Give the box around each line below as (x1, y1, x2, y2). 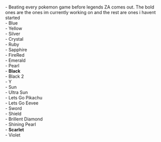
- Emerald (5, 57, 26, 63)
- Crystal (5, 36, 24, 42)
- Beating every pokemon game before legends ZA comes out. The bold (5, 4, 154, 10)
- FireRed (5, 52, 25, 58)
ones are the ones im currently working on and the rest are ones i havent (5, 9, 156, 15)
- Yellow (5, 25, 23, 31)
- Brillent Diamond (5, 116, 43, 122)
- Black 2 (5, 73, 24, 79)
